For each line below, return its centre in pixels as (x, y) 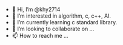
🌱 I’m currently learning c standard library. (65, 22)
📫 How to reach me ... (40, 36)
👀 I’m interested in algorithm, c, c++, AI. (61, 16)
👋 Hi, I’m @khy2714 (36, 9)
